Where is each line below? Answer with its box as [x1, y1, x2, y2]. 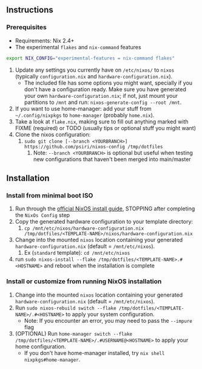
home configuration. [15, 343, 66, 350]
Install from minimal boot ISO [6, 191, 93, 199]
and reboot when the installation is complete [44, 262, 155, 269]
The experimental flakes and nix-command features [15, 43, 141, 50]
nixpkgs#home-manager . [24, 356, 81, 363]
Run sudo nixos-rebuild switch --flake [15, 304, 116, 311]
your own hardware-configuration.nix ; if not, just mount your [24, 92, 178, 99]
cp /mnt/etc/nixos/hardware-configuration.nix [24, 226, 144, 232]
